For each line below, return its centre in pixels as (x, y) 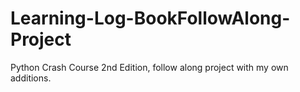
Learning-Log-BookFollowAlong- (150, 18)
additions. (31, 78)
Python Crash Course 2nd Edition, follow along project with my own (149, 67)
